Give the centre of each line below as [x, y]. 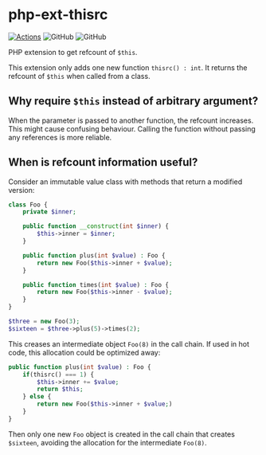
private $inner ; [50, 212]
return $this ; [60, 389]
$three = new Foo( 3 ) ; [44, 322]
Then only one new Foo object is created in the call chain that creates [121, 434]
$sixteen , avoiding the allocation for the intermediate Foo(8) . [108, 442]
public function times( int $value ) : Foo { [96, 284]
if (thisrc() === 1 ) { [58, 375]
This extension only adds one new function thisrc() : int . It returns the [128, 67]
